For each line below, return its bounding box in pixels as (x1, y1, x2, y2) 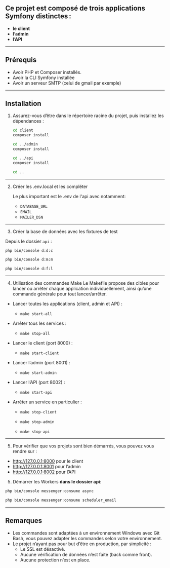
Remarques (5, 516, 42, 525)
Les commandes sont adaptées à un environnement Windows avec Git (12, 529, 160, 536)
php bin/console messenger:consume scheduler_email (5, 498, 116, 503)
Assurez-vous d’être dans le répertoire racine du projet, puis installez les (12, 112, 164, 119)
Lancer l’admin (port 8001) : (12, 360, 70, 366)
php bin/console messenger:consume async (5, 488, 94, 494)
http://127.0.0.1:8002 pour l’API (12, 469, 76, 475)
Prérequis (5, 56, 37, 64)
